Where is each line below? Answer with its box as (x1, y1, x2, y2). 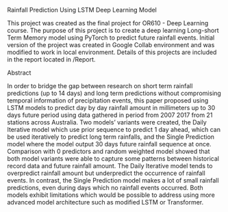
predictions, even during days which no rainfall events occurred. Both (7, 184, 203, 191)
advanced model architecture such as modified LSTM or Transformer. (7, 198, 204, 206)
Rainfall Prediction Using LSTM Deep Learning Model (7, 6, 157, 14)
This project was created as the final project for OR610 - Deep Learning (7, 19, 209, 27)
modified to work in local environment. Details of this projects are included (7, 48, 217, 56)
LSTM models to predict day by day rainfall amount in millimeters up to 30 (7, 104, 216, 111)
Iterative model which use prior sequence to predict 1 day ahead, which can (7, 126, 221, 133)
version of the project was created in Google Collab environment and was (7, 41, 215, 49)
